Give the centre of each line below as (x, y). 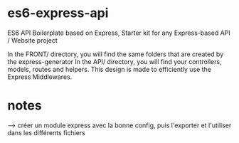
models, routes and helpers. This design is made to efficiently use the (110, 69)
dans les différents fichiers (46, 132)
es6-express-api (58, 13)
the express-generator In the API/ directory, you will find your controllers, (115, 61)
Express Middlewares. (40, 77)
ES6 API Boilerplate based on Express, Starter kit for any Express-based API (119, 33)
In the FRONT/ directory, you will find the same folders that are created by (116, 54)
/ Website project (33, 40)
